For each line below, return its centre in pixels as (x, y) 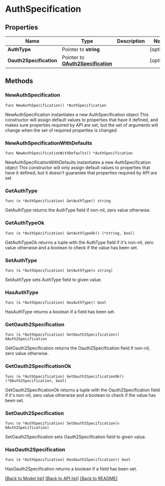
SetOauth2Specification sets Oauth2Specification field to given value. (76, 437)
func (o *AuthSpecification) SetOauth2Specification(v (62, 423)
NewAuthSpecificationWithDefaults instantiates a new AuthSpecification (78, 162)
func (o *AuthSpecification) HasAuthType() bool (56, 303)
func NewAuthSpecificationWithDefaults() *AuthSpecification (69, 153)
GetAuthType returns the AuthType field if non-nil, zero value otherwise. (78, 210)
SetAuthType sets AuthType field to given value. (54, 279)
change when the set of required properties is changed (61, 130)
